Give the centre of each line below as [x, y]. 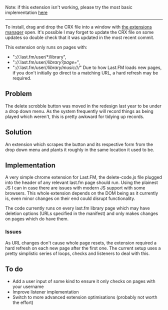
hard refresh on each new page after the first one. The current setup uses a [83, 248]
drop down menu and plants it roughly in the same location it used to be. [80, 149]
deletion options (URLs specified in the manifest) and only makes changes [82, 213]
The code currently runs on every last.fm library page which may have [77, 208]
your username [28, 286]
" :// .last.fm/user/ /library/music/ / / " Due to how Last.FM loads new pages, [87, 67]
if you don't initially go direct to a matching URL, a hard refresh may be [85, 73]
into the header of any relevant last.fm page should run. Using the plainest [82, 182]
